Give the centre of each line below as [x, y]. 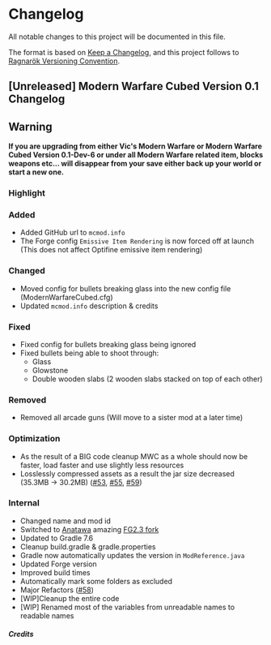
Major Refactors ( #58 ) [57, 590]
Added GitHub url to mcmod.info [72, 233]
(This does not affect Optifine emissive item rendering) [111, 250]
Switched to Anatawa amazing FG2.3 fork [89, 529]
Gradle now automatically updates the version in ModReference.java [132, 555]
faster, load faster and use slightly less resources [102, 465]
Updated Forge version [58, 564]
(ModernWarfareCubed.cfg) [66, 297]
